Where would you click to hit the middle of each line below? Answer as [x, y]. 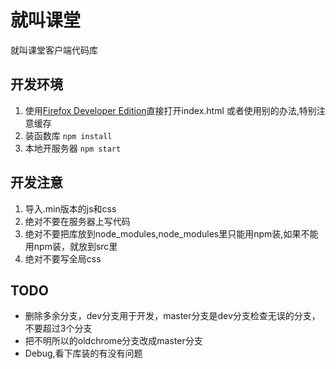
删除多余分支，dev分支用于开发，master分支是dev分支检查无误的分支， [172, 316]
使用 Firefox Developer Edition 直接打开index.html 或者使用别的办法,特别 [170, 110]
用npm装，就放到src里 [71, 246]
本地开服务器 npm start [73, 148]
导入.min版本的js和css [70, 208]
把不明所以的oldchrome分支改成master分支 [113, 341]
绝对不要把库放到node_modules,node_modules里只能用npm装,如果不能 [171, 233]
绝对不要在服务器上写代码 [77, 221]
